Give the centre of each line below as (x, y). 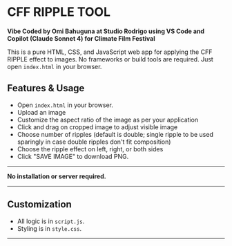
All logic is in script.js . (51, 221)
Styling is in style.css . (49, 228)
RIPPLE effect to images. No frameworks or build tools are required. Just (110, 59)
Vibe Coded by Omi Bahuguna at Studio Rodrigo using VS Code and (106, 31)
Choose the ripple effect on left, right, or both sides (90, 149)
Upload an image (41, 112)
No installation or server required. (57, 176)
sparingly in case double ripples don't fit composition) (94, 142)
